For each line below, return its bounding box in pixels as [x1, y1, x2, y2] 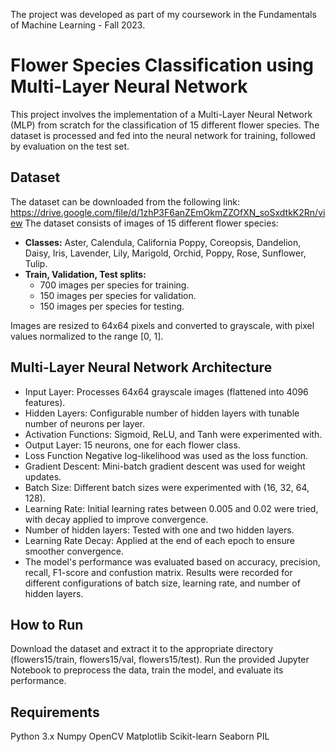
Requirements [10, 704, 100, 721]
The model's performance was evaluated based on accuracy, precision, [24, 555, 321, 568]
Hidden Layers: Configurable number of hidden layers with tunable [24, 407, 300, 419]
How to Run [10, 616, 84, 633]
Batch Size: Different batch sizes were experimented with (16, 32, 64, [24, 481, 310, 493]
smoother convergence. [24, 545, 124, 557]
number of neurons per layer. [24, 417, 145, 429]
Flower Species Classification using [10, 54, 315, 77]
